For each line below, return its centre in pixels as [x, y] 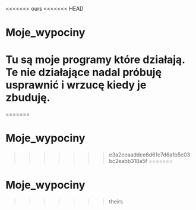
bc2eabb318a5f [128, 161]
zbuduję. [28, 98]
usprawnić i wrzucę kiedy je [76, 85]
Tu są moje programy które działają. [95, 60]
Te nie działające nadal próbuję [83, 72]
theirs [116, 201]
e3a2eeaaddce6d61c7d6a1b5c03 [150, 155]
